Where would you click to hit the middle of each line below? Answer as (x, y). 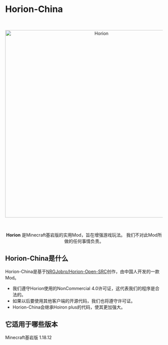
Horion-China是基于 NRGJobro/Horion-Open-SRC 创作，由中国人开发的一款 (82, 271)
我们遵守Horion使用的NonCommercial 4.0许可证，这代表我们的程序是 (84, 288)
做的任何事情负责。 (84, 241)
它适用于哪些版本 (31, 324)
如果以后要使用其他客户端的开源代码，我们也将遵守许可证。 (74, 300)
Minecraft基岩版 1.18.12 (28, 337)
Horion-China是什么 (37, 258)
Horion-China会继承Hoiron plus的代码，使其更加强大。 (69, 307)
